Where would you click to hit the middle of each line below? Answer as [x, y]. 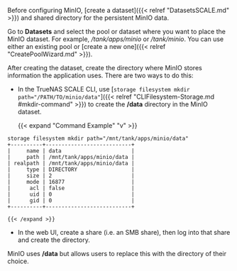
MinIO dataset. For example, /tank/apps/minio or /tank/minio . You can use [116, 39]
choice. [18, 261]
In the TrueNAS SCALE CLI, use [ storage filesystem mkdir [104, 89]
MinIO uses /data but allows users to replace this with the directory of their [117, 254]
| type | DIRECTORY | [71, 170]
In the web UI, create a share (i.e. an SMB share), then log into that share [124, 232]
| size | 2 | [71, 176]
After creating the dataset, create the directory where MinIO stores [105, 68]
